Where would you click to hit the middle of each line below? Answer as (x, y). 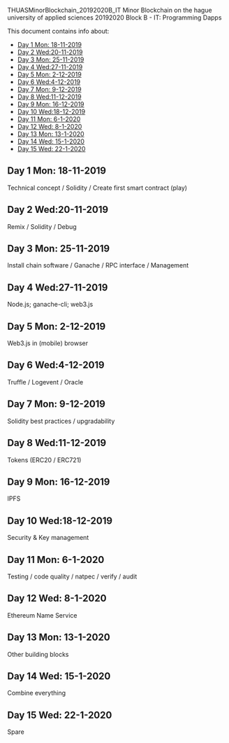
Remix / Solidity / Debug (42, 226)
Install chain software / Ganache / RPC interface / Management (98, 265)
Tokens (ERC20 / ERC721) (44, 460)
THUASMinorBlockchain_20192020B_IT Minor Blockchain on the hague (110, 10)
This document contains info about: (58, 31)
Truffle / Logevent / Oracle (45, 382)
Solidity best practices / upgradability (61, 421)
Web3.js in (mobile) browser (48, 343)
